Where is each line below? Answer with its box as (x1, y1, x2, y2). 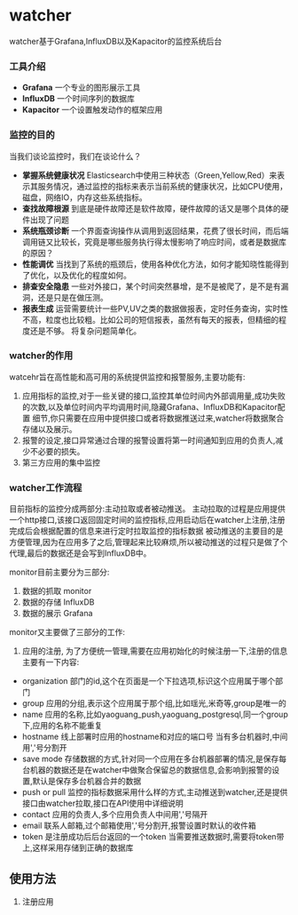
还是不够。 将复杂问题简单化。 (29, 325, 142, 336)
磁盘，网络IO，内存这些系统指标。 (21, 192, 148, 203)
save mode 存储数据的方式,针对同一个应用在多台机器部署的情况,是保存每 (21, 753, 286, 765)
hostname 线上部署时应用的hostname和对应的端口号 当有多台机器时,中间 (21, 731, 288, 742)
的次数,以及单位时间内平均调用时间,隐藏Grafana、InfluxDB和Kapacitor (21, 401, 278, 412)
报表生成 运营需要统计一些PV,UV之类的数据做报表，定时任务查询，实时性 (21, 303, 289, 314)
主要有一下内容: (21, 657, 80, 668)
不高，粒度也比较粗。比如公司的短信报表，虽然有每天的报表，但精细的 (21, 314, 279, 325)
